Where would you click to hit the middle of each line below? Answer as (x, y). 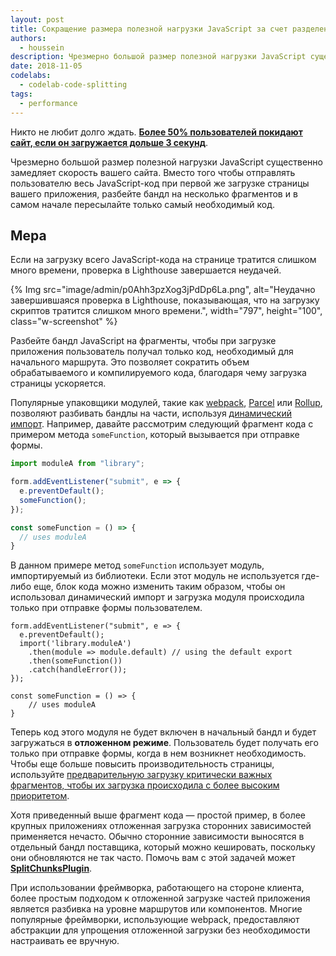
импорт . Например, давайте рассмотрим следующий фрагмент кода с (162, 424)
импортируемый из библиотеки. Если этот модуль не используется (155, 576)
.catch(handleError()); (78, 670)
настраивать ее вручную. (65, 941)
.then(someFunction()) (75, 661)
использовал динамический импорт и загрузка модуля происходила (157, 597)
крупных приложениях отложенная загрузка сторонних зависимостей (161, 826)
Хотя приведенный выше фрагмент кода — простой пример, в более (158, 815)
